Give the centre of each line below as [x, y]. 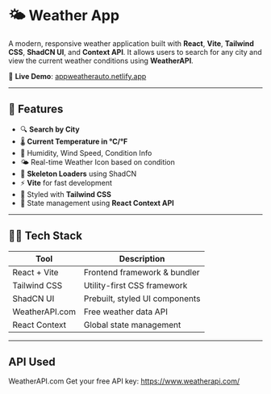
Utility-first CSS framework [135, 285]
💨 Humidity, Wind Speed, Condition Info [86, 153]
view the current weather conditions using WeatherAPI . [101, 61]
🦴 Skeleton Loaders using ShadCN [78, 174]
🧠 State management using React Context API [97, 203]
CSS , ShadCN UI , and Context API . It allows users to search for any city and [135, 52]
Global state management [132, 325]
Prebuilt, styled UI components [142, 298]
